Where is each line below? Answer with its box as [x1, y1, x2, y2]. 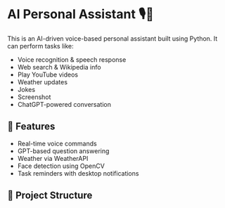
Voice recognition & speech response [17, 55, 127, 64]
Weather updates [17, 77, 68, 86]
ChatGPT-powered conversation [17, 100, 111, 108]
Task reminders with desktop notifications [17, 169, 139, 177]
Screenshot [17, 93, 51, 101]
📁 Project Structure [7, 190, 93, 202]
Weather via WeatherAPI [17, 154, 89, 162]
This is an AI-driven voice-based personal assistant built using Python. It [7, 34, 218, 43]
